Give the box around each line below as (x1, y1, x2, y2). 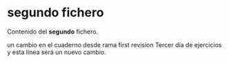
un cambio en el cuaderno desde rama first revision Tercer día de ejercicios (7, 40, 222, 49)
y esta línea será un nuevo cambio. (7, 48, 107, 56)
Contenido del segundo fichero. (7, 27, 99, 36)
